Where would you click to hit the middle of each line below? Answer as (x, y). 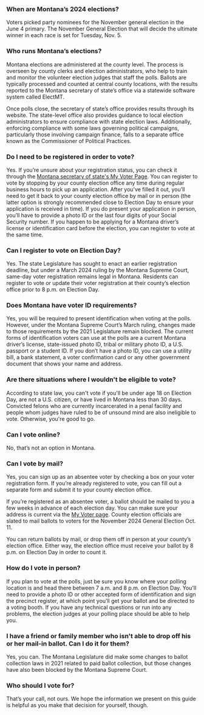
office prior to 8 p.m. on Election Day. (53, 290)
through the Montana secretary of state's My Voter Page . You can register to (102, 176)
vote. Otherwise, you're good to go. (51, 418)
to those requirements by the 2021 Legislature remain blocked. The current (100, 331)
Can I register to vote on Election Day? (64, 250)
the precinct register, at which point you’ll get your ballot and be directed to (100, 601)
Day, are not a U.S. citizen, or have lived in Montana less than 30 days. (94, 399)
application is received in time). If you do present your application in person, (101, 208)
